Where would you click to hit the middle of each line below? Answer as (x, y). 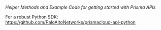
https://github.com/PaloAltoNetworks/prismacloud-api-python (70, 22)
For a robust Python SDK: (32, 17)
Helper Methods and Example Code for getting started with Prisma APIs (80, 7)
